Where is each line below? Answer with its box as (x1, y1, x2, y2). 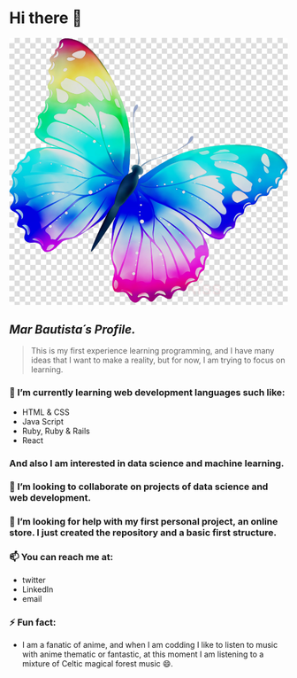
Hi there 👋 (9, 8, 82, 28)
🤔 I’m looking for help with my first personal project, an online (9, 516, 278, 528)
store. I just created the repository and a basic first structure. (9, 526, 277, 539)
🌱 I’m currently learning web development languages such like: (9, 386, 286, 399)
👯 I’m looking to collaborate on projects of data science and (9, 480, 269, 493)
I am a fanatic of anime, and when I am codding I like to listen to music (21, 640, 278, 650)
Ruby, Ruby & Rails (21, 425, 90, 436)
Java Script (21, 416, 64, 426)
